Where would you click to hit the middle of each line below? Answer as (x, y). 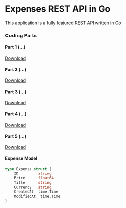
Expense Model (21, 158)
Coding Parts (21, 35)
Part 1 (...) (15, 47)
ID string (33, 173)
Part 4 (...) (16, 114)
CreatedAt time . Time (36, 192)
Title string (33, 183)
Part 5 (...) (16, 136)
